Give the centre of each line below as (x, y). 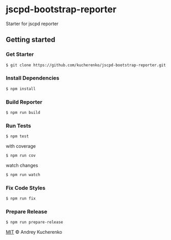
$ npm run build (23, 112)
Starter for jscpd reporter (32, 24)
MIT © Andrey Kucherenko (34, 232)
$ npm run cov (21, 156)
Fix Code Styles (26, 188)
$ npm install (21, 89)
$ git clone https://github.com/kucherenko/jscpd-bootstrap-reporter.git (86, 65)
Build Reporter (24, 102)
